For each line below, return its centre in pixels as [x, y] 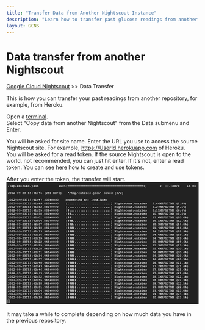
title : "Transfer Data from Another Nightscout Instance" [81, 13]
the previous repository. [36, 320]
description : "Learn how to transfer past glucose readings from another [102, 19]
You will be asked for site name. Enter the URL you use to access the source [102, 142]
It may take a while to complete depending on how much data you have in [99, 314]
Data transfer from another [76, 56]
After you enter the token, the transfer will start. [66, 179]
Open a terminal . [27, 117]
